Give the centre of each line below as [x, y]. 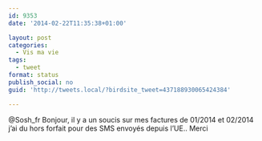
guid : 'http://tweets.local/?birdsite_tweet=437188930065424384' [119, 90]
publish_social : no [41, 82]
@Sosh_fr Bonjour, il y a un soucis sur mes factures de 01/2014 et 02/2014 [131, 119]
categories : [28, 45]
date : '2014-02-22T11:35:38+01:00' [68, 23]
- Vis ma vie [37, 53]
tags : [17, 60]
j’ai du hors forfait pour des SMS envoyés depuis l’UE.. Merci [108, 128]
